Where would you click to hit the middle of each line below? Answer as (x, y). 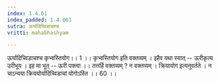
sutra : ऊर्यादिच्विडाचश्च (33, 26)
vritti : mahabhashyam (38, 33)
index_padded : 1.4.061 (39, 20)
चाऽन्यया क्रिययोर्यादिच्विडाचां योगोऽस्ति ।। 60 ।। (62, 73)
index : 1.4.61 (27, 13)
